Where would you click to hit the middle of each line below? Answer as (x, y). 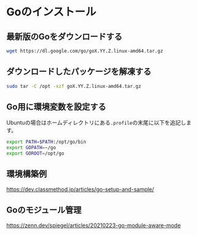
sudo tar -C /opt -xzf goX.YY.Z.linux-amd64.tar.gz (74, 86)
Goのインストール (51, 12)
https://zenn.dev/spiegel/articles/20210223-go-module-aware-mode (94, 225)
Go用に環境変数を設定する (56, 106)
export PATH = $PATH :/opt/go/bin (46, 142)
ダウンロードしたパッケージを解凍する (79, 71)
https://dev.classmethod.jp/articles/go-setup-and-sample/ (80, 189)
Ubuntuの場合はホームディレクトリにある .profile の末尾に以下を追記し (96, 123)
